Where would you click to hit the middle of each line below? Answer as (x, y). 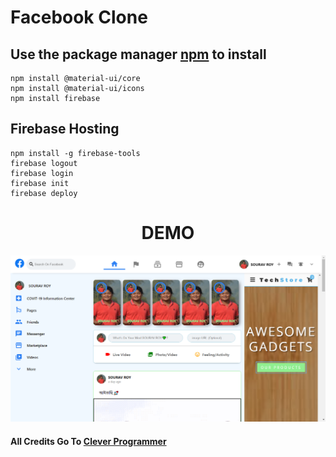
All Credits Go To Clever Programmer (88, 441)
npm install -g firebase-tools (75, 153)
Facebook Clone (79, 17)
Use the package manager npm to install (138, 54)
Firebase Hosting (65, 129)
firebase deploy (44, 193)
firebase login (42, 173)
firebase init (40, 183)
